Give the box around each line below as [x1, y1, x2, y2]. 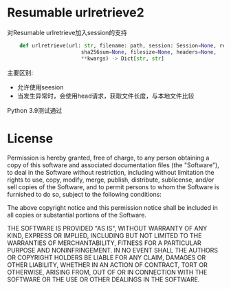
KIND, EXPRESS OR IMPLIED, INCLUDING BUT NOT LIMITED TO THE [7, 231, 202, 239]
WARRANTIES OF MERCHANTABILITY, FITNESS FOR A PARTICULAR [7, 239, 201, 247]
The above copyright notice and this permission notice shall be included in [7, 203, 218, 211]
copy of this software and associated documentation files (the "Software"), [7, 160, 220, 169]
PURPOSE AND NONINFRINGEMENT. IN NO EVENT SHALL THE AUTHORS [7, 246, 219, 254]
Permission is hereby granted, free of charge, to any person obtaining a [7, 153, 210, 162]
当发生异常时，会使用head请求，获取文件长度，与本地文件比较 [16, 92, 195, 100]
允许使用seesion [16, 83, 64, 91]
